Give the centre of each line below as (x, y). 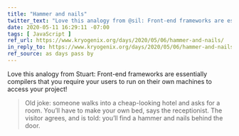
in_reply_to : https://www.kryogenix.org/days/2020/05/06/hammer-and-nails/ (122, 47)
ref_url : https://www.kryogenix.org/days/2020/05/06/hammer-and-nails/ (116, 41)
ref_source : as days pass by (51, 54)
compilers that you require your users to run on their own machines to (110, 81)
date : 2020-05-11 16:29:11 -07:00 (59, 27)
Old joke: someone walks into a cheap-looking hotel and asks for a (122, 103)
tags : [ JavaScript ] (39, 34)
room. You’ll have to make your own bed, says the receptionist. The (123, 110)
